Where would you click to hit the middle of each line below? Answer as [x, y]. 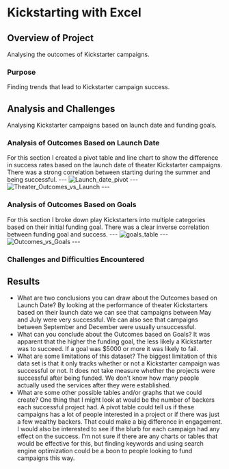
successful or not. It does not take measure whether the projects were [116, 371]
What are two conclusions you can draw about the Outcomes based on [117, 298]
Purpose [22, 72]
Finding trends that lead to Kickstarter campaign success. [89, 87]
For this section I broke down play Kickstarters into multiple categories [106, 219]
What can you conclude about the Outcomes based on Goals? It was [113, 335]
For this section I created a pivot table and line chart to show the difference [113, 158]
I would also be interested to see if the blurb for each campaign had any [118, 429]
